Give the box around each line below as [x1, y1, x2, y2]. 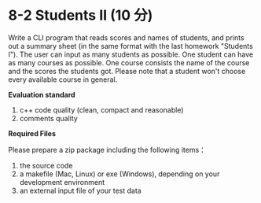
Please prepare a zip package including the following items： [8, 145, 207, 154]
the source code [19, 161, 73, 170]
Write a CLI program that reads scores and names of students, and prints [8, 32, 245, 42]
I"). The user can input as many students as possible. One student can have [8, 50, 254, 59]
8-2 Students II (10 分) [8, 6, 153, 24]
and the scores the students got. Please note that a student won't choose [8, 66, 246, 76]
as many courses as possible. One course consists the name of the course [8, 57, 250, 67]
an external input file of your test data [19, 186, 142, 195]
